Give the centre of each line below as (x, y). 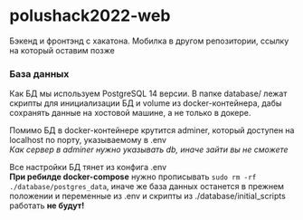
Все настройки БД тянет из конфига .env (88, 167)
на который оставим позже (62, 50)
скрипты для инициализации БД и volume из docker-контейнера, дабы (146, 103)
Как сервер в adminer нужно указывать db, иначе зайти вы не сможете (149, 149)
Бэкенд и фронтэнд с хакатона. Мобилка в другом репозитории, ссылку (149, 41)
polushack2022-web (90, 16)
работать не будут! (47, 206)
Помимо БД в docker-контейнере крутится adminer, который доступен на (152, 130)
